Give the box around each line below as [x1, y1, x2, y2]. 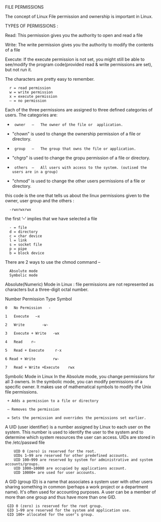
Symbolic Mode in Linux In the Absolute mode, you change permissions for [5, 374, 155, 379]
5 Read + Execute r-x [5, 348, 62, 353]
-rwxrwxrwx [9, 207, 32, 212]
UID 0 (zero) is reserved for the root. [14, 449, 97, 454]
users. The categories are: [5, 112, 58, 118]
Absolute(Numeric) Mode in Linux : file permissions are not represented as [5, 282, 154, 287]
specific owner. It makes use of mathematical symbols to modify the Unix [5, 384, 152, 390]
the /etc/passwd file [5, 440, 45, 445]
